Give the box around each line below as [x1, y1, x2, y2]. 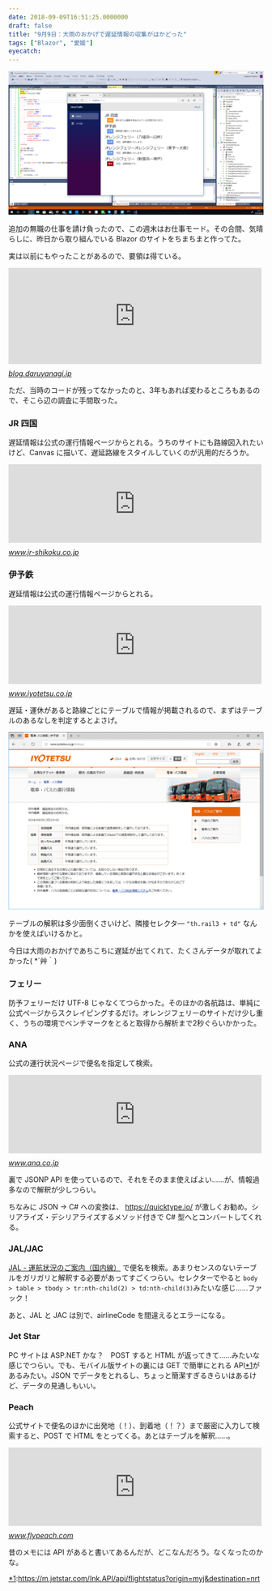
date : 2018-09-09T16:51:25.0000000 [8, 13, 129, 21]
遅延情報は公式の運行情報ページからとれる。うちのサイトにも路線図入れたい [8, 437, 264, 447]
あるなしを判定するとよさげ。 [22, 715, 122, 725]
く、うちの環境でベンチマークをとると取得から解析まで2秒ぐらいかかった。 [8, 1017, 261, 1028]
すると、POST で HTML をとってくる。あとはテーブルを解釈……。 [15, 1431, 235, 1441]
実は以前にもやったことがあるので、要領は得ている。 [8, 251, 186, 261]
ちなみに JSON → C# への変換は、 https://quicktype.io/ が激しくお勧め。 [8, 1202, 253, 1212]
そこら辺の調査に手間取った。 [22, 395, 122, 405]
